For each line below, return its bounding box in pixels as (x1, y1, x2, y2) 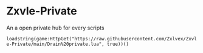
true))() (106, 41, 129, 47)
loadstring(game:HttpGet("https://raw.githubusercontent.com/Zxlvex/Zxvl (6, 36, 198, 42)
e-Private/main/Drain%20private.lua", (6, 41, 105, 47)
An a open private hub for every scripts (6, 24, 105, 31)
